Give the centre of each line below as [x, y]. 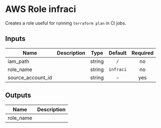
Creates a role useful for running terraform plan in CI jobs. [66, 23]
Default [118, 52]
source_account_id [30, 77]
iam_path [18, 61]
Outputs [18, 95]
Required [143, 52]
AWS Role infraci [41, 9]
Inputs [15, 39]
